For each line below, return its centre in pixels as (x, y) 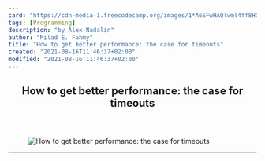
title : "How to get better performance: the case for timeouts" (116, 45)
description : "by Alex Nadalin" (61, 30)
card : (17, 15)
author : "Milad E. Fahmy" (50, 37)
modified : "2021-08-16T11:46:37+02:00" (74, 60)
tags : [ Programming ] (42, 23)
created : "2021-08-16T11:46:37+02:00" (72, 52)
